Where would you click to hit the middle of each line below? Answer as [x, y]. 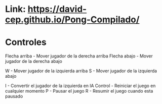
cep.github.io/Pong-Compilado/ [72, 20]
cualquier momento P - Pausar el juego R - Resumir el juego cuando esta [79, 91]
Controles [26, 42]
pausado [14, 96]
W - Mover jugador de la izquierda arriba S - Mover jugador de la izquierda [81, 71]
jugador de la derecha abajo [34, 61]
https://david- [57, 9]
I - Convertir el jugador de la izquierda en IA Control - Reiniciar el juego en [81, 86]
